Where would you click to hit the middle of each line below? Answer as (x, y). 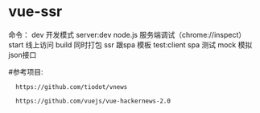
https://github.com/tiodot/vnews (72, 87)
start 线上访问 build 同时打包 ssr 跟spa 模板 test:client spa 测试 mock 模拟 (130, 44)
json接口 (23, 54)
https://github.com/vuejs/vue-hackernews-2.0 (93, 101)
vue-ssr (35, 12)
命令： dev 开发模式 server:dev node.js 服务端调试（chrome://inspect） (127, 34)
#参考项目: (26, 71)
